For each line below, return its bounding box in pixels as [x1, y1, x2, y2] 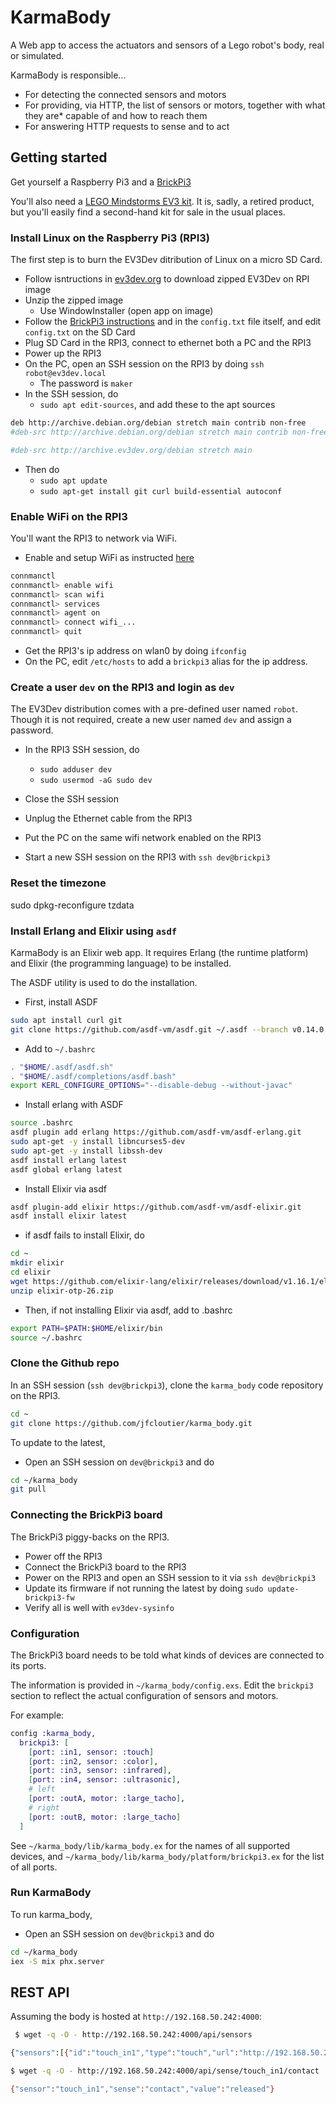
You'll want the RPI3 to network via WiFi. [10, 532, 178, 544]
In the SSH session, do [24, 388, 119, 400]
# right [28, 1802, 60, 1813]
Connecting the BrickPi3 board [10, 1508, 163, 1522]
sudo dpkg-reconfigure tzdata [10, 899, 135, 911]
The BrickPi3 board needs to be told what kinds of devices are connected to [10, 1649, 325, 1661]
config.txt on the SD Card [24, 326, 136, 338]
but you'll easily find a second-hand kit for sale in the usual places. [10, 206, 286, 218]
